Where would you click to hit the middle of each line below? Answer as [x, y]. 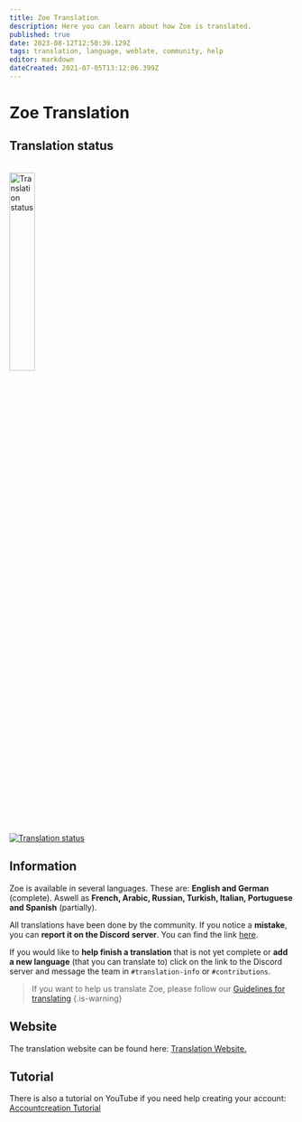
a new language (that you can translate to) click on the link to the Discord [146, 961]
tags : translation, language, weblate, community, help [116, 51]
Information [43, 867]
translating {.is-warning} [77, 998]
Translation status [62, 146]
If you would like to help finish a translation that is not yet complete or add [149, 952]
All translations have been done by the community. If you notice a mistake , [148, 925]
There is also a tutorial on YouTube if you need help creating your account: [148, 1099]
